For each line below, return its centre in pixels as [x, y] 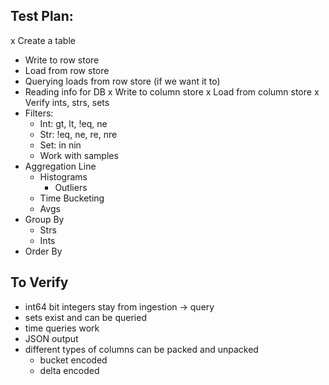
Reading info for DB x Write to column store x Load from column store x [172, 91]
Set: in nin [60, 145]
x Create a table [43, 40]
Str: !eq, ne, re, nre [78, 134]
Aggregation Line [60, 166]
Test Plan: [42, 16]
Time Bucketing [72, 198]
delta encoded [69, 370]
